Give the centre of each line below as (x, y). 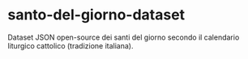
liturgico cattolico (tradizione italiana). (71, 45)
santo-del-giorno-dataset (96, 15)
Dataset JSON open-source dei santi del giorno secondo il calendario (124, 37)
